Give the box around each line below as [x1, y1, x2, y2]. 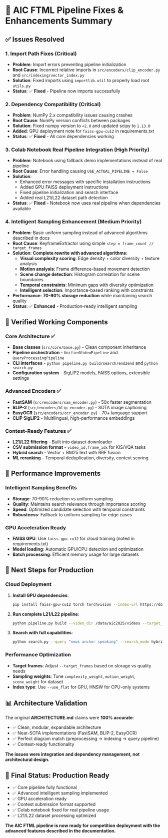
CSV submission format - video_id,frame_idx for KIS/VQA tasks [12, 444, 146, 450]
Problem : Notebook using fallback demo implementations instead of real [12, 158, 162, 164]
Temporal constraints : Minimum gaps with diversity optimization [19, 282, 154, 288]
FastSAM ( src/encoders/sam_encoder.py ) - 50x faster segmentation [12, 399, 151, 405]
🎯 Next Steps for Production [5, 566, 94, 574]
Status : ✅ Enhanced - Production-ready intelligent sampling [12, 303, 137, 309]
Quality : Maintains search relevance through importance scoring [12, 501, 146, 507]
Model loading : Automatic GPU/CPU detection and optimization [12, 546, 144, 552]
